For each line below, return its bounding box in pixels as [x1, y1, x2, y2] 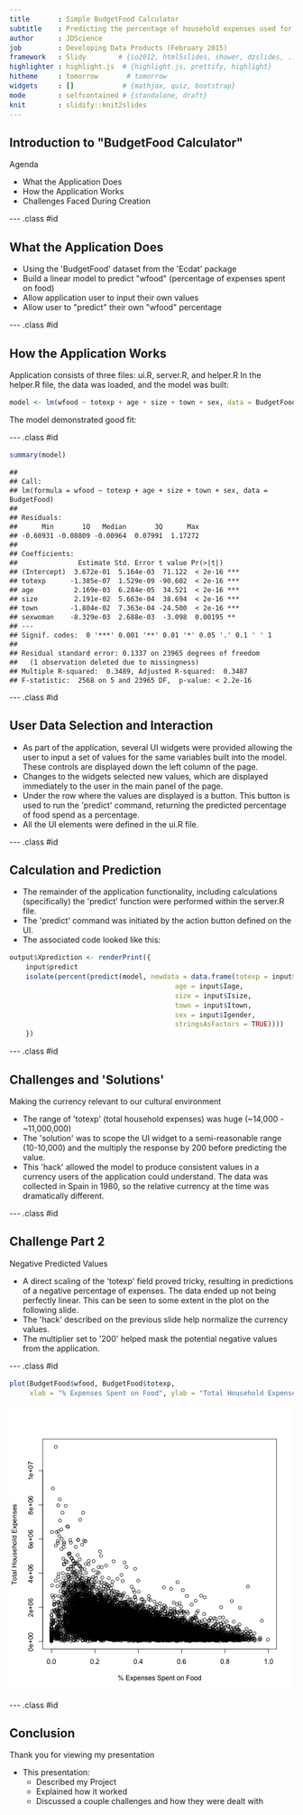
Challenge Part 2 [9, 1234, 106, 1250]
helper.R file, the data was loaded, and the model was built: [9, 379, 229, 390]
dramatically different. [22, 1190, 105, 1201]
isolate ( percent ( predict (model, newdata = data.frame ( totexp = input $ [25, 972, 297, 981]
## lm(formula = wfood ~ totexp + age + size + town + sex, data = [9, 486, 269, 495]
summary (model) [9, 450, 67, 459]
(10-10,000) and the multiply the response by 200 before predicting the [22, 1142, 287, 1153]
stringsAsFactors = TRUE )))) [174, 1020, 284, 1029]
